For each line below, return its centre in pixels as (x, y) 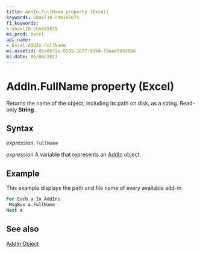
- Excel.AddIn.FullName (36, 46)
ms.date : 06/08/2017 (32, 57)
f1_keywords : (23, 23)
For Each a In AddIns (33, 199)
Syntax (20, 128)
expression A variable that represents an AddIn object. (74, 155)
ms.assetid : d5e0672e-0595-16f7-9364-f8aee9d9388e (71, 51)
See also (23, 229)
